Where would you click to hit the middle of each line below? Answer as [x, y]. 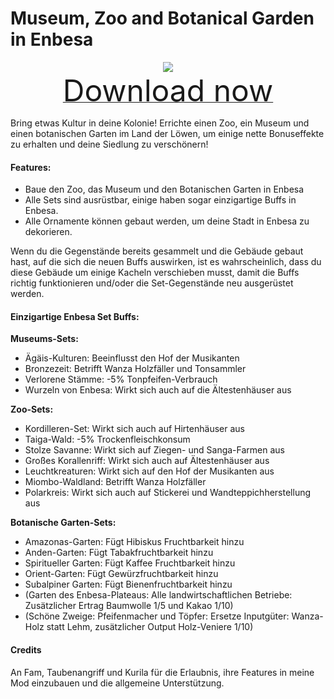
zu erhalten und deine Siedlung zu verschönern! [109, 144]
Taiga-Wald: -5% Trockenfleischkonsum [107, 439]
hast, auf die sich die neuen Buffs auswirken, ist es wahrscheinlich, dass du [166, 262]
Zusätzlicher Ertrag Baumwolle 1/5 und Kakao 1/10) [129, 606]
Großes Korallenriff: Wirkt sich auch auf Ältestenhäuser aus [147, 461]
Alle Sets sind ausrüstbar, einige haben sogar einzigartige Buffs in [160, 200]
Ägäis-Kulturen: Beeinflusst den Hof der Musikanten [132, 358]
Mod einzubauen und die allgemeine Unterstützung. [117, 683]
